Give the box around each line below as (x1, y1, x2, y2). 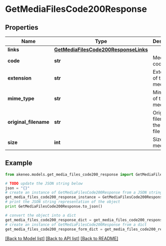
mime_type (7, 95, 35, 102)
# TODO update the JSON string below (5, 181, 83, 186)
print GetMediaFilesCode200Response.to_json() (5, 204, 103, 209)
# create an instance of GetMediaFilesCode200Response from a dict (5, 222, 147, 227)
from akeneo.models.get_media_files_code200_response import (5, 172, 134, 177)
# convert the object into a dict (5, 213, 77, 218)
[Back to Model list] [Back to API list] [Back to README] (5, 236, 119, 242)
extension (7, 75, 32, 81)
